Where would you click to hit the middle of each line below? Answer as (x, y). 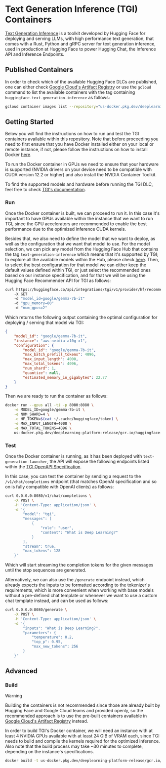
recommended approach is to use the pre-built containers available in (76, 716)
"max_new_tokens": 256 (55, 647)
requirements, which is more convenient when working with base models (80, 590)
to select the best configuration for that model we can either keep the (76, 265)
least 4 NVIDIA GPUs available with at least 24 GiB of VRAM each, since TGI (82, 736)
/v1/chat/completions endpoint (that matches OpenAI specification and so (81, 481)
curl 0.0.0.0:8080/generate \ (36, 610)
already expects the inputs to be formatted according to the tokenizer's (78, 585)
